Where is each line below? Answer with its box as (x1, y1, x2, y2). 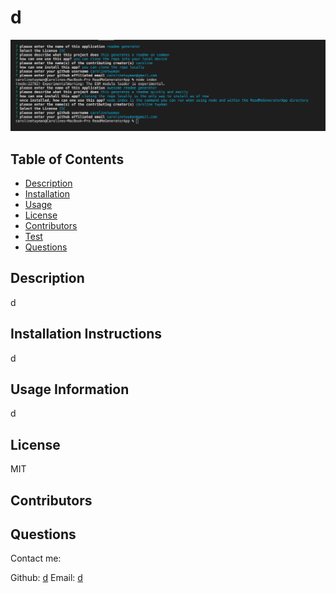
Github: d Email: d (10, 572, 83, 584)
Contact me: (10, 552, 62, 565)
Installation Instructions (10, 326, 163, 343)
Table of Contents (10, 151, 125, 168)
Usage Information (10, 381, 130, 398)
